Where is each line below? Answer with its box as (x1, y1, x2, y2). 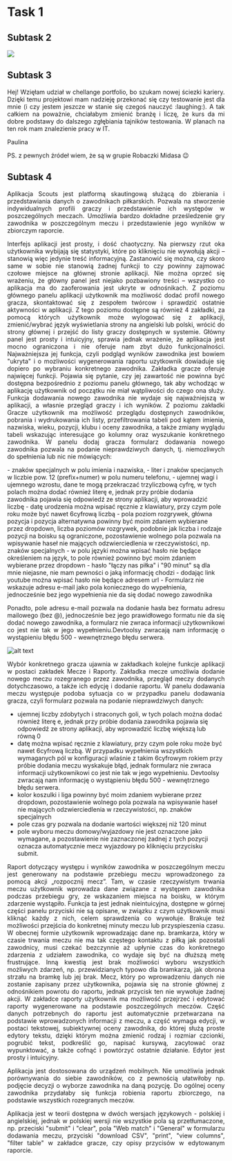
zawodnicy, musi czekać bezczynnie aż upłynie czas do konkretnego (7, 943, 225, 951)
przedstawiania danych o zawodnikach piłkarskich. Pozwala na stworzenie (7, 197, 225, 205)
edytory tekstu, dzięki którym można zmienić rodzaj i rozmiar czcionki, (7, 1031, 225, 1040)
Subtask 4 (7, 171, 52, 183)
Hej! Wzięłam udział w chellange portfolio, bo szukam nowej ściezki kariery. (7, 88, 225, 96)
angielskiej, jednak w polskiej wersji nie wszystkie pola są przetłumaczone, (7, 1116, 225, 1125)
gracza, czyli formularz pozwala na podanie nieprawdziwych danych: (7, 696, 204, 705)
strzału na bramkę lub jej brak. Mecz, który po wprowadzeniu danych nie (7, 973, 225, 981)
